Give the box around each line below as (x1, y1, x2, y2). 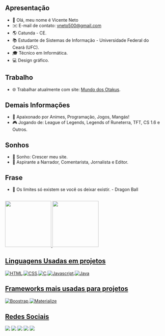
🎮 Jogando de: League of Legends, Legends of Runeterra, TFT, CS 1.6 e (12, 120, 160, 125)
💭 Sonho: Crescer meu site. (12, 154, 68, 160)
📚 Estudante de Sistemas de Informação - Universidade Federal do (12, 37, 149, 43)
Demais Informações (5, 101, 70, 110)
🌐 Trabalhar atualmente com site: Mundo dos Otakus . (12, 86, 121, 92)
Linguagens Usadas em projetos (5, 257, 106, 265)
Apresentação (5, 4, 50, 12)
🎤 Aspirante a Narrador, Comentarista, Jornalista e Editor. (12, 159, 129, 165)
